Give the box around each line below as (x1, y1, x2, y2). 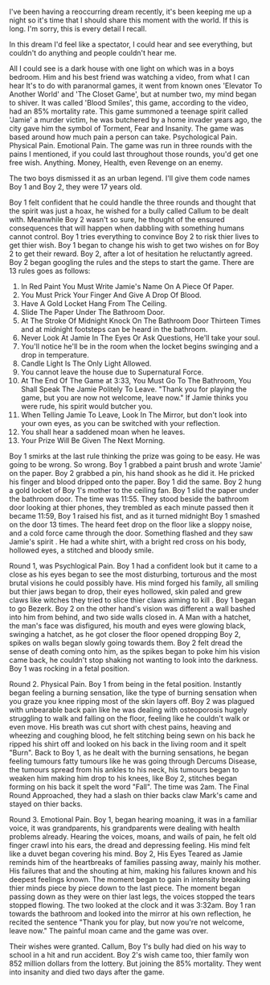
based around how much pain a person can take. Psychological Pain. (9, 132, 238, 142)
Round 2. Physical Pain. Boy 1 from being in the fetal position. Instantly (9, 680, 242, 689)
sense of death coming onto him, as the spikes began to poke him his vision (9, 647, 260, 656)
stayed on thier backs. (9, 799, 83, 809)
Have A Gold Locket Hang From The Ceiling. (20, 299, 167, 308)
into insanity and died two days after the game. (9, 967, 165, 977)
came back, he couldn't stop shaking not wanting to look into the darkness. (9, 656, 259, 664)
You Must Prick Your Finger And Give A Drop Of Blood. (20, 290, 202, 300)
